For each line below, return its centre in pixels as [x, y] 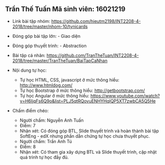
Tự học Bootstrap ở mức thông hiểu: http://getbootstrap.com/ [82, 90]
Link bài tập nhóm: [31, 21]
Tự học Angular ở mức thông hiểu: [55, 95]
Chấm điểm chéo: [30, 110]
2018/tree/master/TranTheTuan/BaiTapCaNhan [60, 61]
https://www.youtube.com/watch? [125, 95]
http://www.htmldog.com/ [46, 85]
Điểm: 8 [28, 147]
